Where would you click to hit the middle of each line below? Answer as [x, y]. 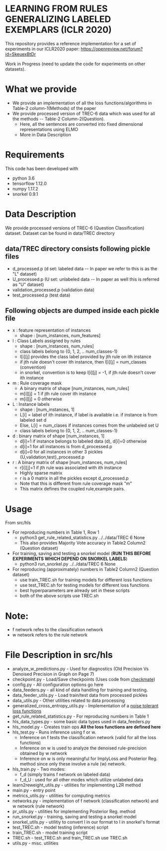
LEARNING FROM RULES [56, 9]
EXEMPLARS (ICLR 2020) [58, 30]
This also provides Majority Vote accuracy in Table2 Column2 [83, 543]
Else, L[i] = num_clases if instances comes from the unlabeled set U [89, 425]
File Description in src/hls [59, 655]
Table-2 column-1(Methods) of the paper [54, 108]
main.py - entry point [34, 790]
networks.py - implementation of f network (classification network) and [85, 801]
